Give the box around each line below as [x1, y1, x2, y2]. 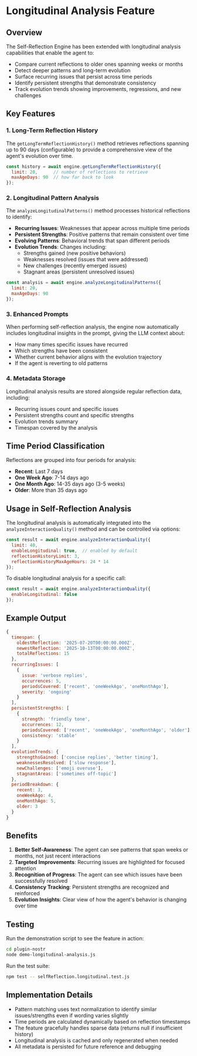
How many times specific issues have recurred [14, 341, 128, 348]
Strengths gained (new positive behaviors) [23, 249, 126, 257]
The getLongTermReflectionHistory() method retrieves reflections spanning [6, 140, 189, 147]
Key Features [6, 109, 56, 119]
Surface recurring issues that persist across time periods [14, 73, 152, 80]
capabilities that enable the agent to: [6, 49, 94, 56]
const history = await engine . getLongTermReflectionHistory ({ [6, 163, 161, 170]
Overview [6, 28, 43, 38]
